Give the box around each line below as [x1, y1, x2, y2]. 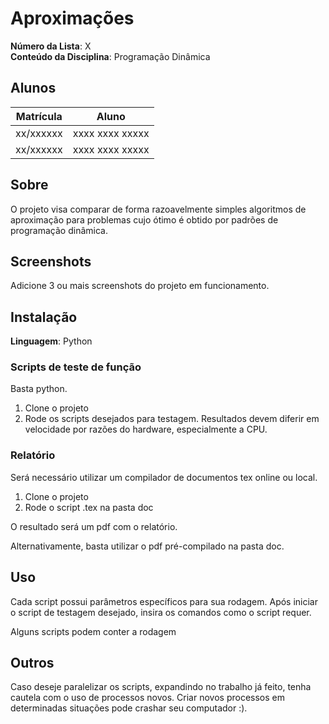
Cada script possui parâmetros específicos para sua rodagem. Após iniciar [10, 595, 319, 607]
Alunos [10, 80, 57, 97]
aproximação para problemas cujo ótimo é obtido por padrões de [10, 213, 279, 226]
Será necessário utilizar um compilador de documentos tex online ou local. [10, 471, 318, 483]
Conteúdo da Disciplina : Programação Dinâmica [10, 50, 211, 62]
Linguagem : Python [10, 335, 93, 347]
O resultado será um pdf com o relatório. [10, 520, 178, 532]
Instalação [10, 308, 78, 326]
